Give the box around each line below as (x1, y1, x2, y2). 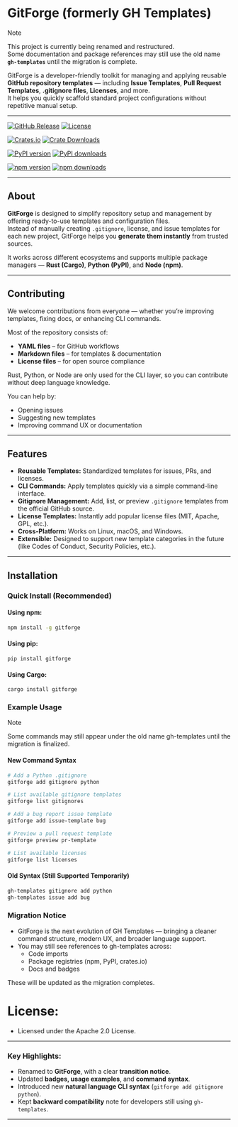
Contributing (7, 288, 65, 300)
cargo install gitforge (7, 686, 78, 693)
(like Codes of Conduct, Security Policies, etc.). (17, 542, 157, 551)
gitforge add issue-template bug (7, 817, 106, 824)
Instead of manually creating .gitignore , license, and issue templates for (7, 224, 220, 232)
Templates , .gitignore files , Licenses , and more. (7, 86, 150, 94)
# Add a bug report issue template (7, 811, 113, 818)
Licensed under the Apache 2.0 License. (17, 1026, 136, 1035)
